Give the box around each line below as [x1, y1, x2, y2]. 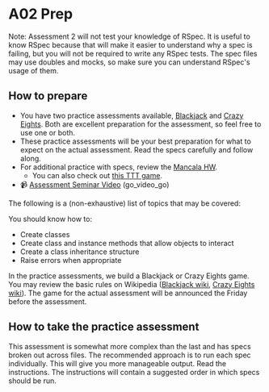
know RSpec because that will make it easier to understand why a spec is [8, 40, 253, 49]
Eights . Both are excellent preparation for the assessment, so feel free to [19, 119, 262, 129]
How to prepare [8, 90, 88, 103]
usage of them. [8, 65, 59, 75]
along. [19, 153, 42, 163]
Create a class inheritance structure [19, 247, 140, 256]
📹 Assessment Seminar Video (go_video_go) [19, 179, 170, 190]
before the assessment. [8, 296, 87, 307]
